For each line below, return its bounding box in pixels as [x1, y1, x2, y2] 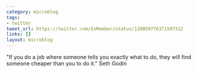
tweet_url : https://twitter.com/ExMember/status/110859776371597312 [6, 25, 184, 32]
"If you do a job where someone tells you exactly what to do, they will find [6, 54, 192, 60]
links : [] [6, 31, 32, 37]
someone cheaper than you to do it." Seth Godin [6, 60, 127, 67]
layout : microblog [6, 37, 53, 43]
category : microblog [6, 8, 59, 15]
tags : [6, 14, 20, 21]
